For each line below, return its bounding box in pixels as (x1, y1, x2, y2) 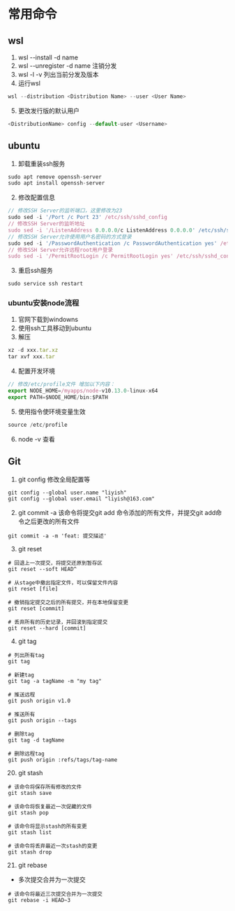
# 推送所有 (8, 711, 36, 718)
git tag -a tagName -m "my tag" (8, 677, 102, 684)
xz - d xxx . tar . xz (8, 347, 59, 354)
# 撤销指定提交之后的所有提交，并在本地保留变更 (8, 599, 128, 606)
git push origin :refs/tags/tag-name (8, 756, 118, 763)
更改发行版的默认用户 (17, 106, 79, 115)
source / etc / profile (8, 421, 68, 428)
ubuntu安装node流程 (8, 298, 79, 308)
